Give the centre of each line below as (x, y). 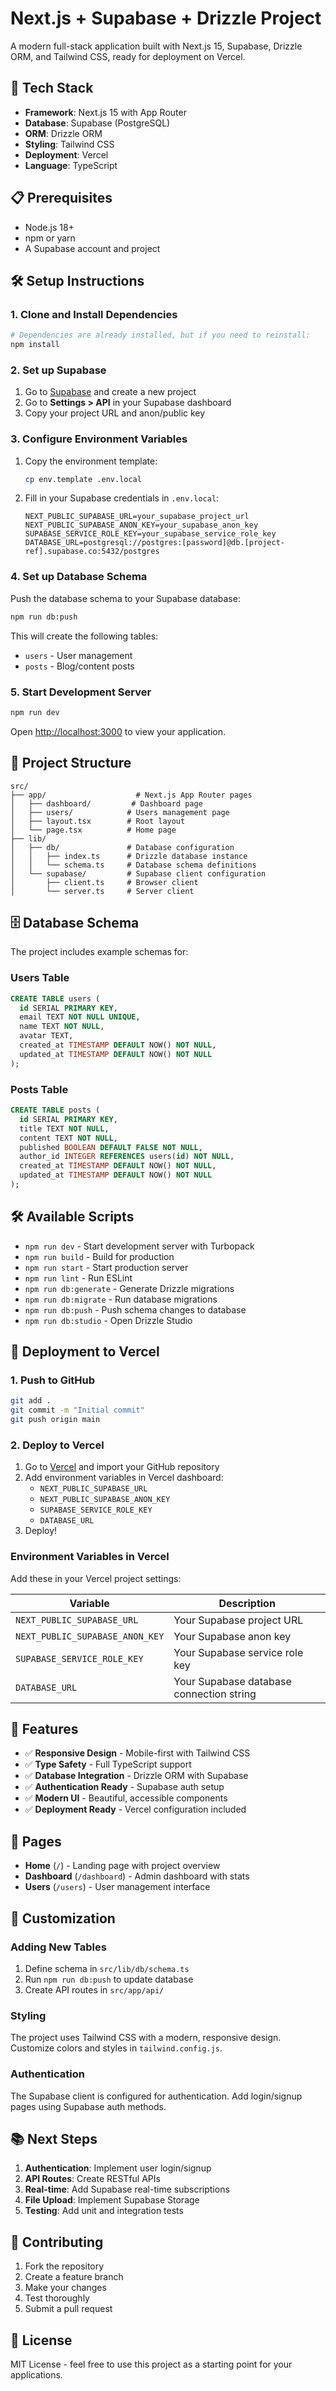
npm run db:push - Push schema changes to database (135, 1309)
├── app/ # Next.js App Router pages (131, 795)
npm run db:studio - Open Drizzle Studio (108, 1320)
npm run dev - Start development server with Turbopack (139, 1246)
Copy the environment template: (91, 461)
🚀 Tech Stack (52, 88)
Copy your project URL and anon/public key (115, 413)
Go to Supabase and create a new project (110, 392)
